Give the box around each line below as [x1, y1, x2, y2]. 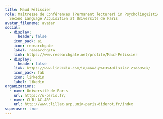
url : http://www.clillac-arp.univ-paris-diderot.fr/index [14, 102, 133, 107]
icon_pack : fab [14, 70, 45, 75]
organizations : [5, 84, 36, 89]
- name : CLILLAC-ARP [9, 98, 51, 102]
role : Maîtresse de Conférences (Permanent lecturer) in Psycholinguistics [5, 12, 162, 17]
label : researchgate [14, 48, 55, 52]
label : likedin [14, 79, 45, 84]
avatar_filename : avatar [5, 20, 55, 26]
